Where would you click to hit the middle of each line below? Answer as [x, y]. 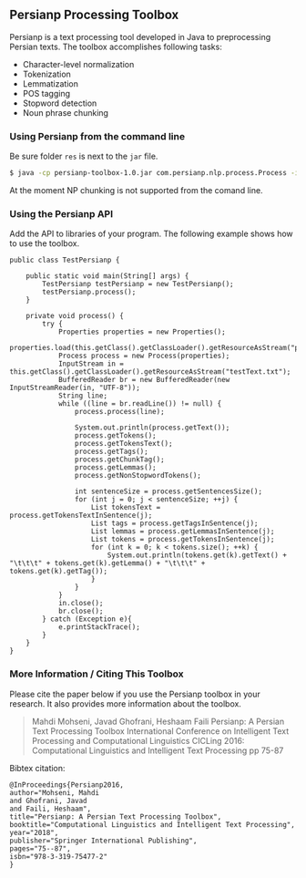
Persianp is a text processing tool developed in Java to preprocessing [140, 36]
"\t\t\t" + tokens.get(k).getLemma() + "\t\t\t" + [107, 563]
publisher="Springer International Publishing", [103, 841]
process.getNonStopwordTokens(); [138, 476]
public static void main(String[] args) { [107, 276]
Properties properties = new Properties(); [142, 332]
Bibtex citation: [37, 768]
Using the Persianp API [61, 213]
